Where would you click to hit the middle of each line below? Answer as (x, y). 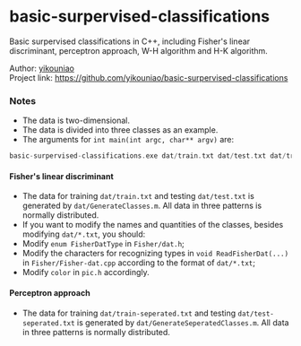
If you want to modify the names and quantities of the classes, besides (153, 225)
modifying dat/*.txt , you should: (84, 234)
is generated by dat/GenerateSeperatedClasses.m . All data (183, 322)
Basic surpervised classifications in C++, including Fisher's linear (130, 41)
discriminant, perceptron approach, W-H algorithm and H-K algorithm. (139, 50)
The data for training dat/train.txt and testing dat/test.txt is (138, 196)
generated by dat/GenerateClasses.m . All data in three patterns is (142, 206)
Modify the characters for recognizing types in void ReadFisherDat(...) (155, 254)
